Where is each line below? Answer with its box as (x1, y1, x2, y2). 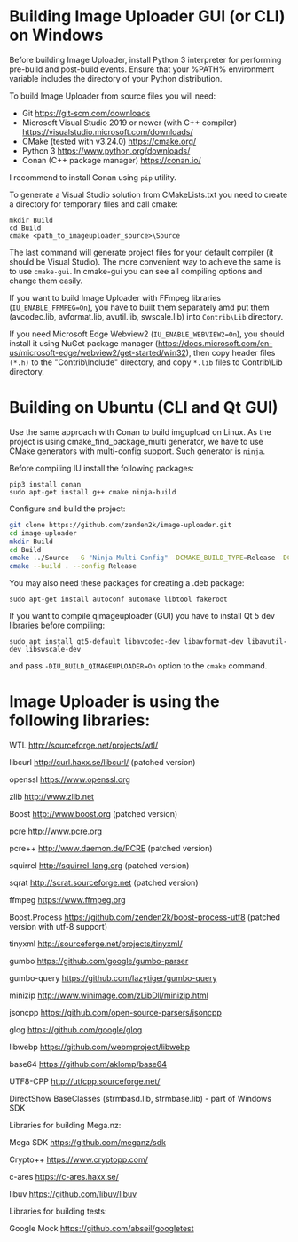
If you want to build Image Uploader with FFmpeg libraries (9, 292, 222, 303)
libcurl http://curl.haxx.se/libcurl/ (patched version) (9, 757, 196, 768)
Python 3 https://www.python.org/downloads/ (21, 145, 191, 156)
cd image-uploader (9, 528, 77, 538)
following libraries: (9, 710, 151, 731)
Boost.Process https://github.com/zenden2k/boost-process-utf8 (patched (9, 912, 281, 922)
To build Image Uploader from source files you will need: (9, 91, 216, 101)
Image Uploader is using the (9, 692, 220, 712)
